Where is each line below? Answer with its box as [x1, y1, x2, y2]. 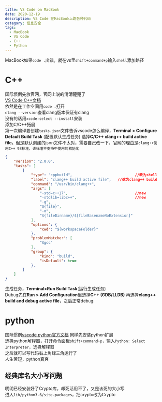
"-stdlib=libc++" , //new [39, 195, 146, 200]
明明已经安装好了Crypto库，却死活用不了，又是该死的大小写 [5, 385, 125, 391]
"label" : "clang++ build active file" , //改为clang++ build [30, 177, 158, 182]
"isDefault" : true [39, 258, 77, 263]
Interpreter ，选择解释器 [5, 344, 55, 350]
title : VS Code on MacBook [5, 7, 59, 12]
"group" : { [30, 249, 53, 254]
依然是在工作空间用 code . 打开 [5, 103, 65, 109]
